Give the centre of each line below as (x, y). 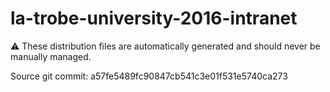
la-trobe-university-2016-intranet (154, 18)
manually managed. (51, 56)
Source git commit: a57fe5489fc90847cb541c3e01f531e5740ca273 (149, 76)
